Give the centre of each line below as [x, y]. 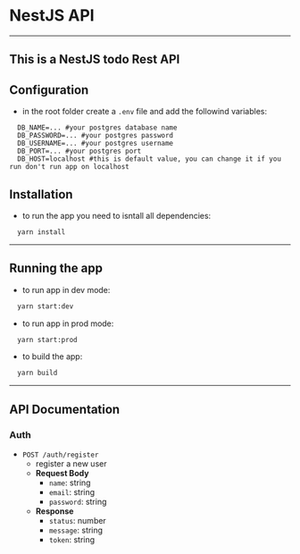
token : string [72, 539]
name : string [70, 483]
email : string [72, 491]
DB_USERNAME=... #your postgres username [96, 144]
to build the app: [52, 357]
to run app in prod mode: [68, 323]
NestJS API [52, 16]
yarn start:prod [47, 340]
